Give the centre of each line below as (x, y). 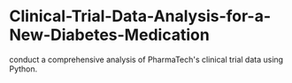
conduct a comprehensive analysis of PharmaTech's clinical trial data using (146, 59)
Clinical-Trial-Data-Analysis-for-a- (140, 16)
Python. (23, 69)
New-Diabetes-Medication (109, 35)
